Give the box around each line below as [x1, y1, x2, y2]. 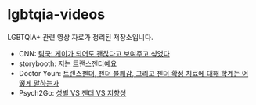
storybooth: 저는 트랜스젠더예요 [18, 59, 117, 68]
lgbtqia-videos [7, 5, 106, 24]
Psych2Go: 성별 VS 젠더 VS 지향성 [18, 88, 127, 97]
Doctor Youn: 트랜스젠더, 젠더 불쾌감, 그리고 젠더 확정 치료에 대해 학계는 [18, 68, 240, 78]
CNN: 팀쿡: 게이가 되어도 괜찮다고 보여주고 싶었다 [18, 49, 170, 58]
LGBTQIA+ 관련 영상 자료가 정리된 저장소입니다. [7, 32, 153, 42]
